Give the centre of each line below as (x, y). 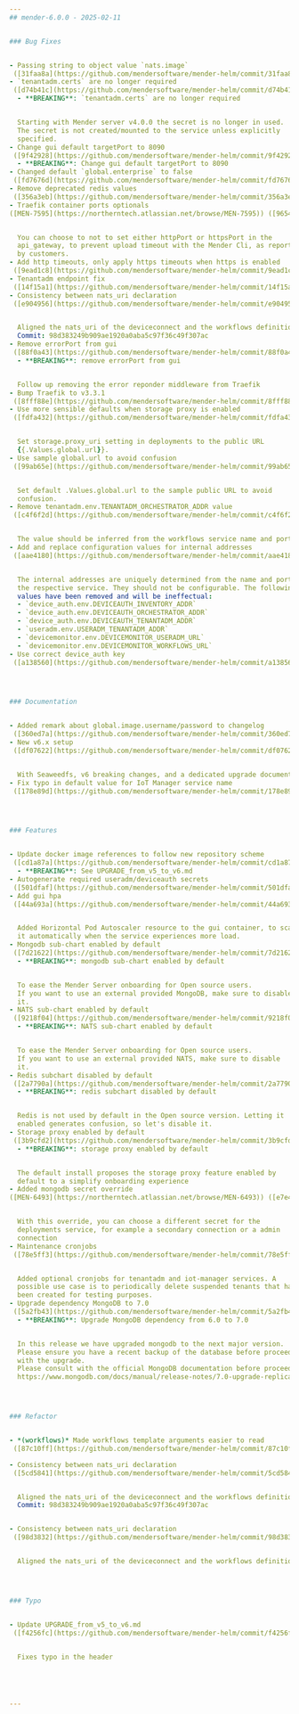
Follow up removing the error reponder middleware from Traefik (139, 384)
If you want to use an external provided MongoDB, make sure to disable (155, 993)
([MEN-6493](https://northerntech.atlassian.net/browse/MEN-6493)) (137, 1198)
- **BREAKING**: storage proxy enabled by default (113, 1149)
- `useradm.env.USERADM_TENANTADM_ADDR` (93, 629)
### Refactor (33, 1417)
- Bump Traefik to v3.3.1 (57, 393)
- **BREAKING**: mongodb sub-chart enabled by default (121, 961)
